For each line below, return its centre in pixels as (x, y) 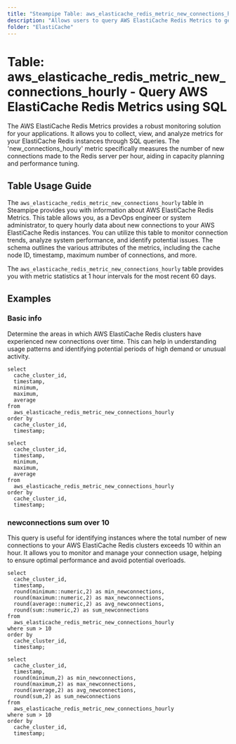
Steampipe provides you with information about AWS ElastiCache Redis (111, 210)
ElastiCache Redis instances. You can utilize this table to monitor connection (118, 232)
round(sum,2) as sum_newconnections (67, 697)
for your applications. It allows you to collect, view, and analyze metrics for (115, 134)
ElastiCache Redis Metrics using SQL (117, 107)
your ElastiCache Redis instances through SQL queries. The (94, 141)
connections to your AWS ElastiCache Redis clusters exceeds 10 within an (114, 545)
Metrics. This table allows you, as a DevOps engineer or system (99, 218)
